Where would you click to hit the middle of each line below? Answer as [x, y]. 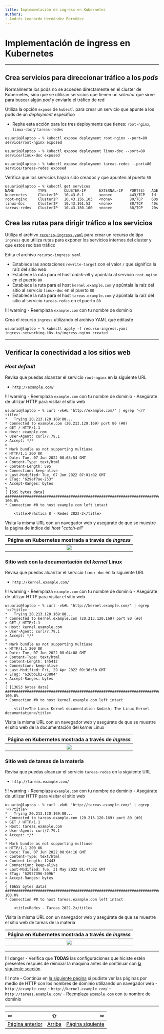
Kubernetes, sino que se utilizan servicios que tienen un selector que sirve [80, 95]
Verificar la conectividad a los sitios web [68, 353]
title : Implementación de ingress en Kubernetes [55, 10]
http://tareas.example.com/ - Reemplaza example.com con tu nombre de [78, 994]
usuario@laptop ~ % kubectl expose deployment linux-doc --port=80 [75, 151]
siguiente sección [23, 969]
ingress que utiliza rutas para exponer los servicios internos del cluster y [78, 240]
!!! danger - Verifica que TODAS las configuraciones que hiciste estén [75, 958]
